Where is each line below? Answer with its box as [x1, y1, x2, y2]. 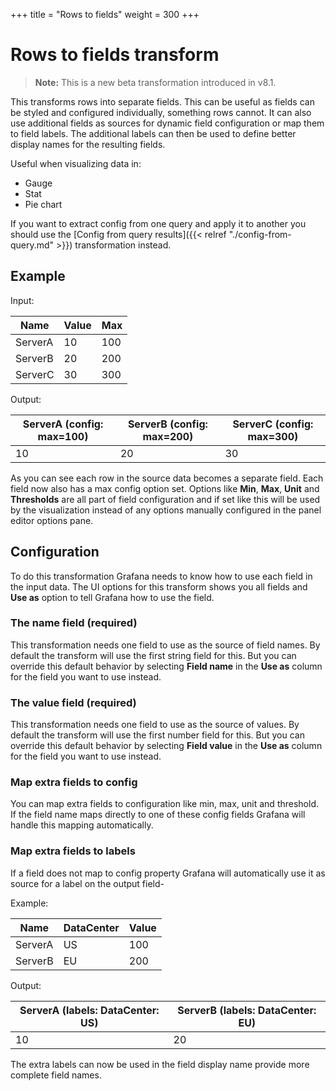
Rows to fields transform [10, 44, 220, 66]
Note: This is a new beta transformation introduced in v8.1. [34, 76, 277, 88]
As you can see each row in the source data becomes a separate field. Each [10, 472, 324, 484]
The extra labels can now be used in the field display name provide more [10, 1058, 310, 1070]
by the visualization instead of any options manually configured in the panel [10, 504, 322, 516]
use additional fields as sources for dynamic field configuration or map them [10, 117, 325, 129]
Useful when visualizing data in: [10, 157, 142, 169]
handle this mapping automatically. [10, 819, 154, 831]
